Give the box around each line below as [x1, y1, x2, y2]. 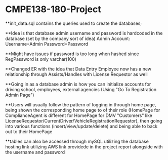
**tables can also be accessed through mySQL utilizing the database [5, 138, 149, 144]
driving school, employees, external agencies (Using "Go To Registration [5, 86, 157, 92]
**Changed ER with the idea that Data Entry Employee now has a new [5, 66, 152, 72]
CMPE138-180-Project [5, 4, 101, 15]
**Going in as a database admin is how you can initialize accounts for [5, 81, 151, 87]
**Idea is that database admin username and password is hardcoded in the [5, 30, 163, 36]
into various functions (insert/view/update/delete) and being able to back [5, 123, 158, 129]
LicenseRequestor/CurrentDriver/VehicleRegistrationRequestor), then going [5, 117, 162, 124]
